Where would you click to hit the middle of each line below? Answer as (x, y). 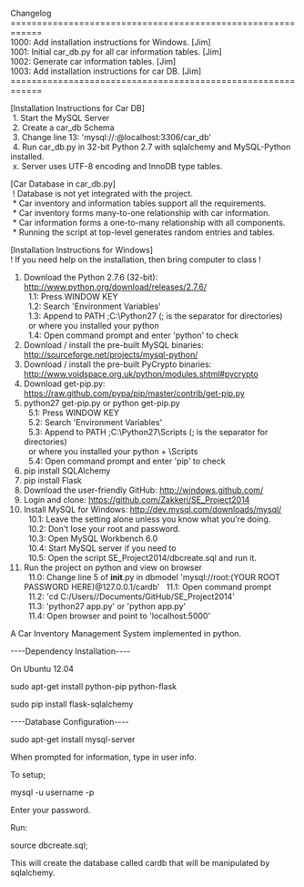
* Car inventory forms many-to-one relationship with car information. (142, 213)
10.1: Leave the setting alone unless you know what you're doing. (149, 519)
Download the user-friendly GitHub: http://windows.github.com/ (143, 490)
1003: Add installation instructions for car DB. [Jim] (106, 71)
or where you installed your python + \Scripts (113, 451)
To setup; (28, 775)
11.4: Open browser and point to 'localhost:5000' (119, 616)
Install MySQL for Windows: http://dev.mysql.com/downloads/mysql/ (152, 510)
